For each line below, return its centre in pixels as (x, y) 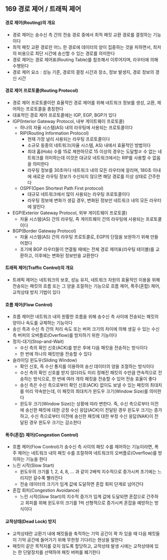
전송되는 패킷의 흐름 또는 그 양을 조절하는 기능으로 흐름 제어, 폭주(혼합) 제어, (86, 286)
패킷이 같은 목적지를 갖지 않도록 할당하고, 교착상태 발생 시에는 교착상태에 (83, 546)
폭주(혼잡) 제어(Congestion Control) (42, 434)
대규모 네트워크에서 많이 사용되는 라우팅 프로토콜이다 (79, 194)
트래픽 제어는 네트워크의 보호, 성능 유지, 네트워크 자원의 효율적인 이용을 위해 (86, 280)
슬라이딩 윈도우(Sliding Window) (45, 360)
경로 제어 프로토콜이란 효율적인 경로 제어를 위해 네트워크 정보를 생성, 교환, (84, 102)
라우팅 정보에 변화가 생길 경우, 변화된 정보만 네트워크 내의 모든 (88, 200)
